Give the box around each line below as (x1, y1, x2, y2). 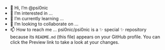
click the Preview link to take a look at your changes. (10, 39, 120, 45)
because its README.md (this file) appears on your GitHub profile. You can (10, 34, 160, 40)
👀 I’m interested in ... (10, 10, 53, 16)
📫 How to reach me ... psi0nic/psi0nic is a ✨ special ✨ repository (10, 27, 147, 32)
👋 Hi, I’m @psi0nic (10, 5, 48, 11)
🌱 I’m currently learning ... (10, 16, 64, 21)
